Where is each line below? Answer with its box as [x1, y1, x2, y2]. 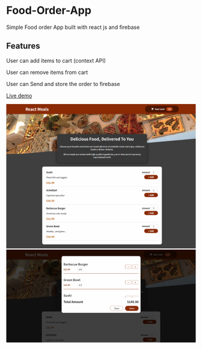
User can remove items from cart [6, 69, 88, 76]
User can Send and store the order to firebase [6, 80, 120, 87]
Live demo [6, 91, 32, 99]
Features [6, 41, 40, 51]
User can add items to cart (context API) [6, 57, 106, 64]
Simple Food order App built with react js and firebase [6, 23, 140, 31]
